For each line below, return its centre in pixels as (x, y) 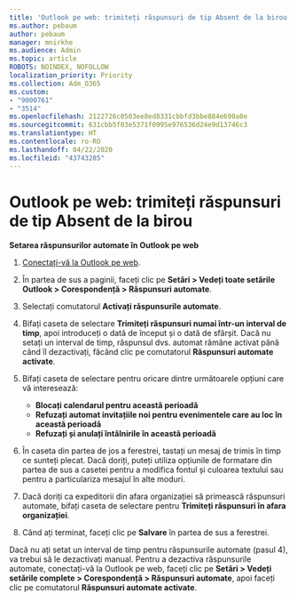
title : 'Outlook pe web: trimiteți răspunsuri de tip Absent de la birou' (150, 17)
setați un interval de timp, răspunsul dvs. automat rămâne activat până (150, 342)
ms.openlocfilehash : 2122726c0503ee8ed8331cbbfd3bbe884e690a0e (129, 116)
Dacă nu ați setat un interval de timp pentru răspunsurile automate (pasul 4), (148, 550)
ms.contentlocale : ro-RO (55, 141)
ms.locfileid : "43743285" (57, 158)
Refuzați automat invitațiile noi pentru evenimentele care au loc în (159, 415)
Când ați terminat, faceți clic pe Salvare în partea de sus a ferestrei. (145, 533)
